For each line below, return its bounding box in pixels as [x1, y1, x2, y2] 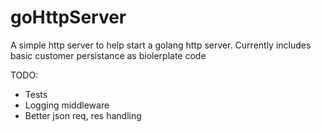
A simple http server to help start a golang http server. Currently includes [10, 39, 312, 51]
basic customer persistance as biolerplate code [10, 49, 207, 61]
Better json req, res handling [24, 109, 142, 121]
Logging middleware [24, 99, 110, 111]
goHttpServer [10, 6, 127, 29]
